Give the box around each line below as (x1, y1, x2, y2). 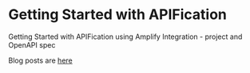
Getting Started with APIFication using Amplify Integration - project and (8, 32, 243, 41)
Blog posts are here (8, 56, 73, 65)
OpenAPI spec (8, 40, 56, 49)
